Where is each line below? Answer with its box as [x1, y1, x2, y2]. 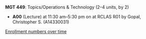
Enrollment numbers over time [5, 29, 67, 34]
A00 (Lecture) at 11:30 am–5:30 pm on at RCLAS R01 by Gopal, [12, 14, 142, 19]
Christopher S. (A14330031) [12, 19, 70, 25]
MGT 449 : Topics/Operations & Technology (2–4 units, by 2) [5, 4, 129, 10]
